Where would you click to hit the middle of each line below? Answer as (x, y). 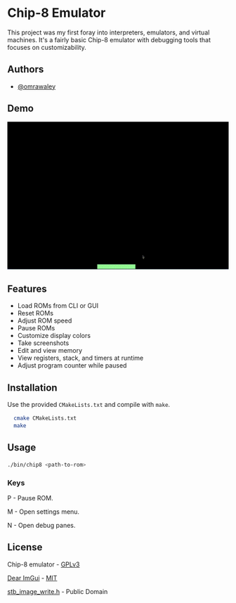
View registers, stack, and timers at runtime (80, 358)
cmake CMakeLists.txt (45, 419)
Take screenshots (43, 343)
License (25, 547)
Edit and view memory (50, 351)
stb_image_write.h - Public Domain (58, 591)
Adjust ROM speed (45, 320)
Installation (32, 388)
